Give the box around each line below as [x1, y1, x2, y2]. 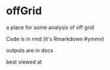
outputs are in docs [6, 46, 53, 54]
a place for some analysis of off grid [6, 24, 95, 31]
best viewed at [6, 58, 43, 65]
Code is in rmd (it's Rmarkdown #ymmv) [6, 35, 105, 42]
